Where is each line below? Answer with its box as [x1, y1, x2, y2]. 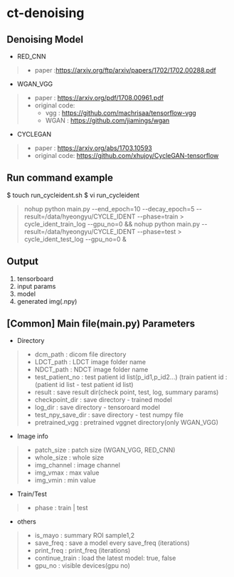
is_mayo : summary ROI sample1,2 [34, 531, 135, 540]
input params [16, 282, 56, 290]
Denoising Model [6, 33, 83, 46]
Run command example [6, 172, 113, 184]
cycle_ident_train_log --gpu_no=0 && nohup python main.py [23, 219, 201, 228]
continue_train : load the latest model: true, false [34, 554, 176, 563]
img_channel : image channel [34, 461, 120, 470]
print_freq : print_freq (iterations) [34, 546, 131, 555]
